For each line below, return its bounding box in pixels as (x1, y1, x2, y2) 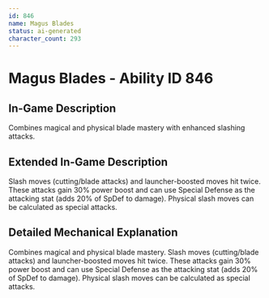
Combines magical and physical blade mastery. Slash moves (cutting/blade (8, 247, 259, 257)
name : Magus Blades (8, 19, 75, 28)
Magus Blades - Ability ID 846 (8, 70, 214, 87)
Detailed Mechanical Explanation (8, 226, 178, 240)
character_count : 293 (8, 34, 82, 43)
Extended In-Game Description (8, 155, 169, 168)
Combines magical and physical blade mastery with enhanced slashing (8, 123, 246, 133)
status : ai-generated (8, 27, 82, 35)
